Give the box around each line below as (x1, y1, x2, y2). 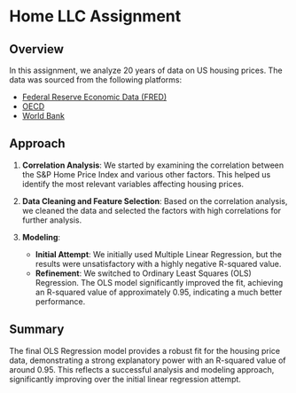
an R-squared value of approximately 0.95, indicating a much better (35, 287, 283, 297)
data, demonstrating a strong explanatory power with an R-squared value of (9, 355, 286, 365)
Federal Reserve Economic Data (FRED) (21, 91, 167, 102)
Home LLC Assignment (9, 6, 182, 27)
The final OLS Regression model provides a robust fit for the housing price (9, 345, 281, 356)
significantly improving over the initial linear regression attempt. (9, 373, 242, 384)
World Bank (21, 111, 65, 121)
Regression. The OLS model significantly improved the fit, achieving (35, 277, 284, 287)
